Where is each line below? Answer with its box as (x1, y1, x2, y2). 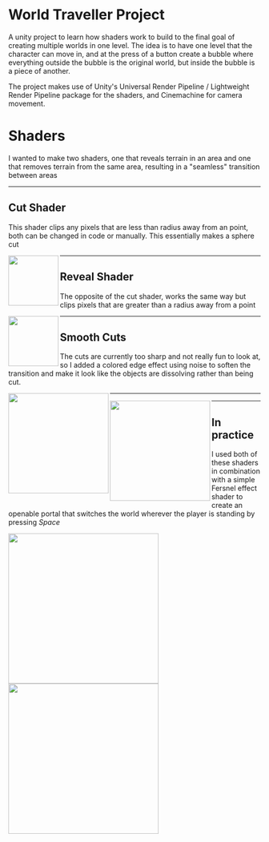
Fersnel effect (211, 483, 258, 494)
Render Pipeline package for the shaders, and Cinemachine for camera (8, 90, 243, 99)
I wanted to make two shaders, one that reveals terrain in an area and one (8, 153, 251, 163)
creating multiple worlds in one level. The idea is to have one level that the (8, 40, 253, 50)
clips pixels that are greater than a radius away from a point (59, 300, 256, 309)
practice (211, 428, 255, 441)
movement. (8, 99, 46, 108)
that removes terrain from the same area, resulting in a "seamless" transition (8, 162, 260, 171)
